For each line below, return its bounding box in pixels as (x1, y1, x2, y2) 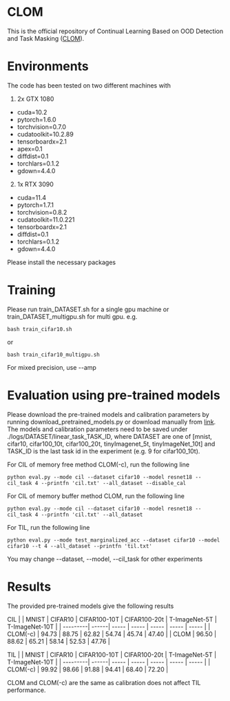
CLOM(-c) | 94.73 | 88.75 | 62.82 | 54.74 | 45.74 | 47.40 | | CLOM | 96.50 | (7, 629, 217, 638)
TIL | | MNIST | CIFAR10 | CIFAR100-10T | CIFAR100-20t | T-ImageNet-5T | (7, 650, 217, 659)
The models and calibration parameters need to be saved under (7, 425, 188, 433)
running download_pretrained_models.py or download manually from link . (7, 417, 216, 426)
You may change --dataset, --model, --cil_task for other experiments (7, 555, 203, 563)
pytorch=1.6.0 (17, 115, 56, 124)
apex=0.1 (17, 144, 43, 152)
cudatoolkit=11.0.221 (17, 215, 75, 224)
